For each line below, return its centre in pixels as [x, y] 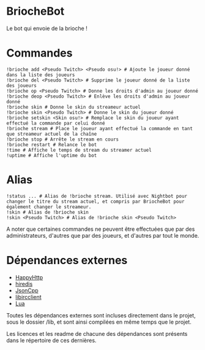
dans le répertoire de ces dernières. [51, 340]
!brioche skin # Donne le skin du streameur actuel [73, 107]
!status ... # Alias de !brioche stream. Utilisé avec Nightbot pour [97, 196]
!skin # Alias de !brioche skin [47, 212]
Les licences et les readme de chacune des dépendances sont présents [97, 333]
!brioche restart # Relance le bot [52, 145]
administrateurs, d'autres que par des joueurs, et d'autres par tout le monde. [103, 235]
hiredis [24, 284]
